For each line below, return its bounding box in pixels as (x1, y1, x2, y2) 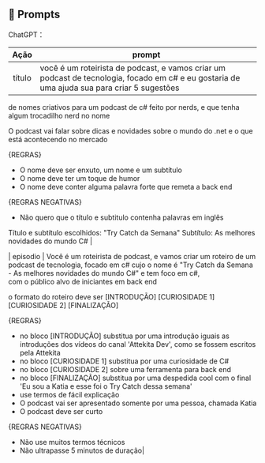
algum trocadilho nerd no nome (8, 111, 110, 120)
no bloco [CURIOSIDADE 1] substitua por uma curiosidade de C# (19, 356, 230, 366)
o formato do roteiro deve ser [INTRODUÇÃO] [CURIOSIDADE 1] (8, 292, 215, 301)
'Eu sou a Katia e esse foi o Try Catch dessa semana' (19, 381, 193, 391)
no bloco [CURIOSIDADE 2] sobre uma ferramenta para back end (19, 364, 231, 374)
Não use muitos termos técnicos (19, 437, 125, 446)
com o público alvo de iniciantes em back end (8, 277, 158, 286)
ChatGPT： (8, 29, 45, 40)
